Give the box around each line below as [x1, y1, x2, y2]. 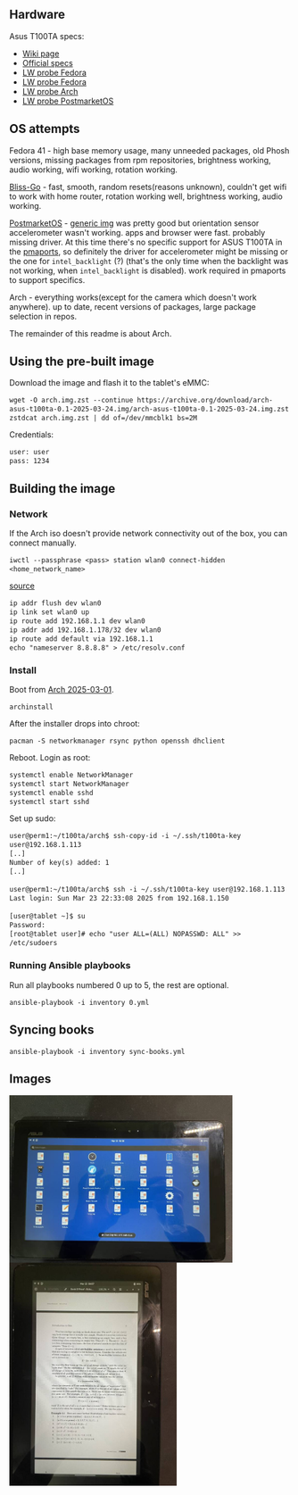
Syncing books [9, 1022, 95, 1038]
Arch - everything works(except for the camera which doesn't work [9, 292, 257, 303]
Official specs [21, 57, 73, 68]
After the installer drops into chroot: [9, 718, 140, 729]
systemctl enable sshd [9, 789, 94, 798]
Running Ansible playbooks [9, 959, 131, 972]
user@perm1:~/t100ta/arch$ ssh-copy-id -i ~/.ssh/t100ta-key [9, 832, 242, 841]
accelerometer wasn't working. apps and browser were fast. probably [9, 227, 266, 237]
